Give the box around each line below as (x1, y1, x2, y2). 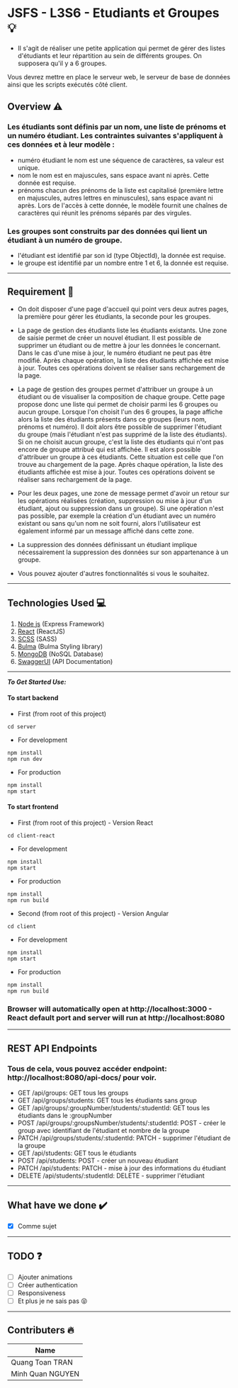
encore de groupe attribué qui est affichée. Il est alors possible (17, 445, 201, 453)
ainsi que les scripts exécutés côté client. (7, 80, 127, 89)
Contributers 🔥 (7, 1324, 74, 1336)
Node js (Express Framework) (17, 619, 105, 628)
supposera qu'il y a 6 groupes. (17, 59, 108, 67)
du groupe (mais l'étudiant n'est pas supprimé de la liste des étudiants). (17, 430, 227, 439)
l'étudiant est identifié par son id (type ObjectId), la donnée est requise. (17, 251, 226, 259)
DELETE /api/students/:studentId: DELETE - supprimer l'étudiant (17, 1171, 205, 1180)
